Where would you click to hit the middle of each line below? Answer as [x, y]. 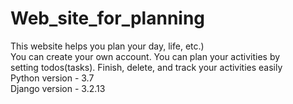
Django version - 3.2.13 [58, 88]
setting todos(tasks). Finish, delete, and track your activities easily [146, 67]
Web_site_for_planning [108, 18]
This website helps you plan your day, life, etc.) [107, 46]
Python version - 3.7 [52, 78]
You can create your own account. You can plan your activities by [145, 56]
